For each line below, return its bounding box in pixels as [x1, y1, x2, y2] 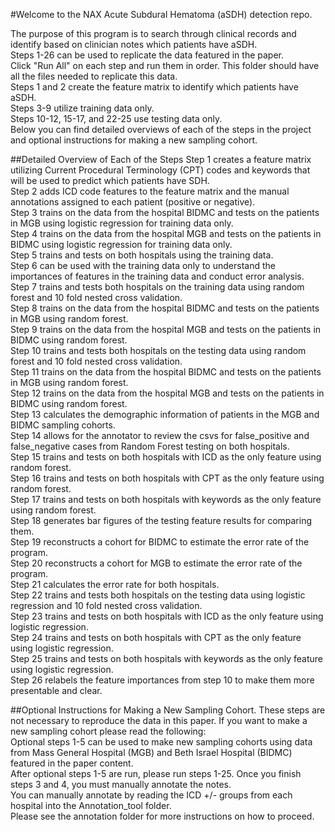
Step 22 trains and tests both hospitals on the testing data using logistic [10, 589, 306, 601]
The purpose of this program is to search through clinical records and [10, 28, 297, 39]
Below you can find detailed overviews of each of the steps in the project [10, 124, 312, 135]
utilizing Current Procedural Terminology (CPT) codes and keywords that [10, 164, 311, 176]
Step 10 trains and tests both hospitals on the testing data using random [10, 345, 307, 356]
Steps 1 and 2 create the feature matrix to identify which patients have [10, 81, 299, 93]
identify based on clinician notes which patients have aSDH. [10, 39, 258, 50]
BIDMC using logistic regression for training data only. [10, 239, 233, 250]
